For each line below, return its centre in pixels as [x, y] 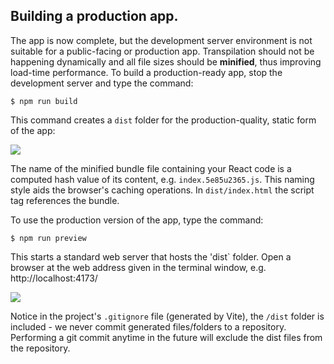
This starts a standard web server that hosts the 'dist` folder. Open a [151, 256]
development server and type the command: [102, 83]
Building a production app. [94, 16]
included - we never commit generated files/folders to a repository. [148, 326]
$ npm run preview [48, 238]
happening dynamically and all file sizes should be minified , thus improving [166, 61]
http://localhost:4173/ [54, 278]
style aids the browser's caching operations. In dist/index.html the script [162, 190]
